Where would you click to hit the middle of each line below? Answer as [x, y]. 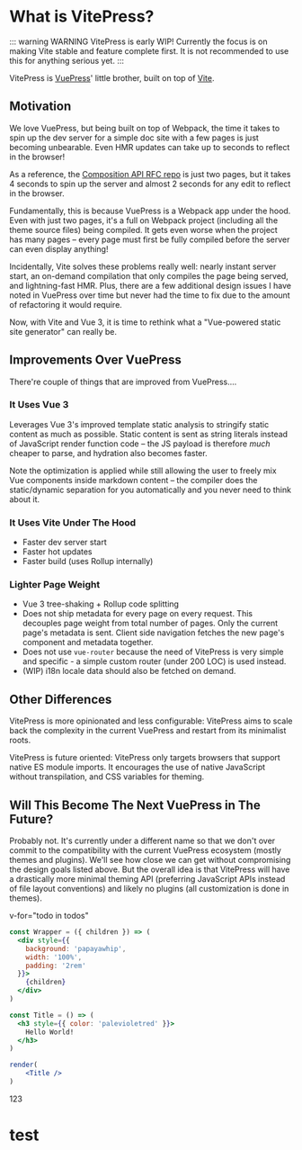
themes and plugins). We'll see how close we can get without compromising [150, 860]
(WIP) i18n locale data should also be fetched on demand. [129, 671]
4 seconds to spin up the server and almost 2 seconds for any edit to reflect [150, 184]
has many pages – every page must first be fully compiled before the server [150, 239]
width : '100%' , [54, 957]
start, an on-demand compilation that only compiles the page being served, [149, 275]
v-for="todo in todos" [49, 916]
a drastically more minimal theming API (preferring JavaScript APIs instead [147, 879]
